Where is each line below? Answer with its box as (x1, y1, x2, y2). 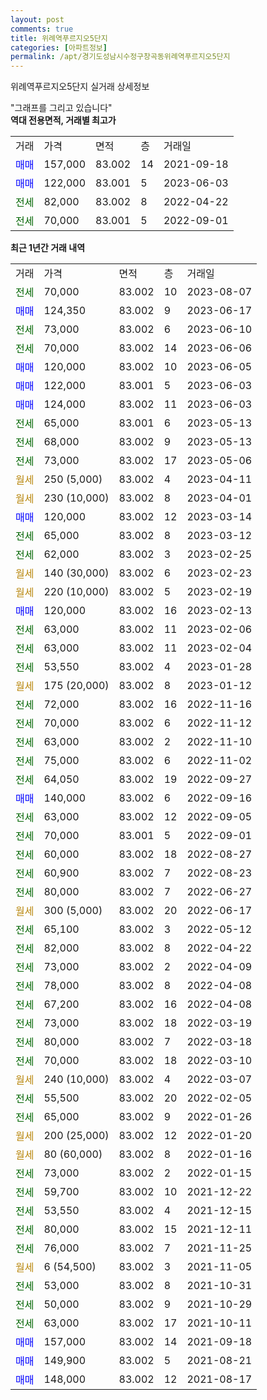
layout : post (10, 14, 65, 25)
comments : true (10, 24, 74, 34)
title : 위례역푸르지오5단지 (10, 33, 108, 43)
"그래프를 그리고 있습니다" (10, 102, 113, 114)
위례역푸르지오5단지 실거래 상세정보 (10, 81, 150, 93)
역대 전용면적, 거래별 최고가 (10, 114, 117, 126)
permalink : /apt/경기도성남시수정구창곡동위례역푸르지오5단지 (10, 52, 231, 62)
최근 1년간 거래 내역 (10, 242, 86, 254)
